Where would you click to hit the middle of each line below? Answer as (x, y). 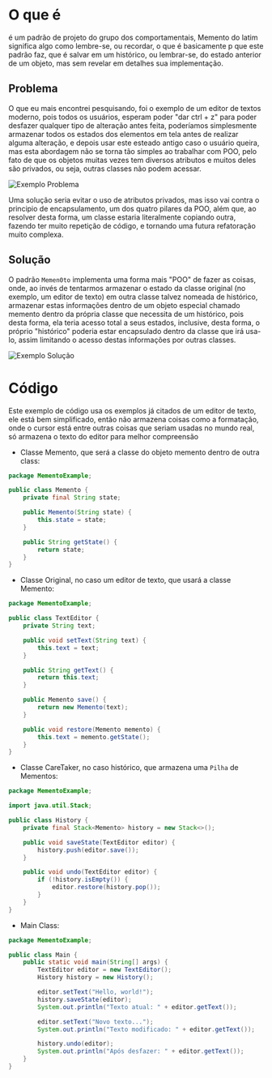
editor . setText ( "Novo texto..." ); (96, 1022)
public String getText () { (68, 670)
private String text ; (59, 626)
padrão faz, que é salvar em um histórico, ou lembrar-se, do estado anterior (135, 54)
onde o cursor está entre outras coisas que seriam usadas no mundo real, (132, 428)
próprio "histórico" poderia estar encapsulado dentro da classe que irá (126, 331)
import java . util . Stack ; (50, 806)
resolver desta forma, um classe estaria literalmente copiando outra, (122, 217)
